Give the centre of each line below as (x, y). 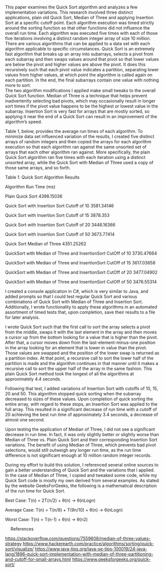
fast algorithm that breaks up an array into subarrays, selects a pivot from (79, 54)
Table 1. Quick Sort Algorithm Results (42, 177)
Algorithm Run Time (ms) (30, 187)
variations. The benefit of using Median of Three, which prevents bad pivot (81, 445)
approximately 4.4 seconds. (33, 379)
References (22, 529)
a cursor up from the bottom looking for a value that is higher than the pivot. (82, 337)
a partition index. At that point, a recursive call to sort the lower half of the (79, 358)
